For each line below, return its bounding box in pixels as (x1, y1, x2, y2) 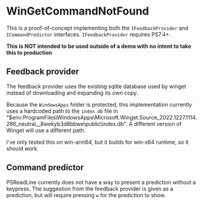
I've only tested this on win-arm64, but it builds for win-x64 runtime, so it (6, 138, 189, 146)
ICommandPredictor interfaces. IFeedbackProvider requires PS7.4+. (6, 30, 171, 38)
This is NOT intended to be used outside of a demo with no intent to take (6, 42, 191, 50)
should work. (6, 144, 39, 152)
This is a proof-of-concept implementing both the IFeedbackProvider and (6, 24, 189, 32)
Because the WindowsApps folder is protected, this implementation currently (6, 101, 192, 108)
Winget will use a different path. (6, 126, 86, 134)
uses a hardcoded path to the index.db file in (6, 107, 118, 115)
